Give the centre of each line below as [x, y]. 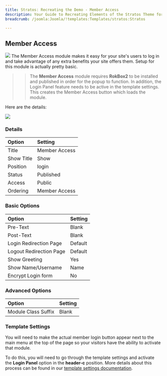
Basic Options [22, 206]
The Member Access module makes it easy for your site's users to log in [85, 56]
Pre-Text [18, 227]
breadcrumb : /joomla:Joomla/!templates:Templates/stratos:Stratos [75, 19]
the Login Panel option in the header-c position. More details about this [79, 363]
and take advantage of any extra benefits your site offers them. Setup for [80, 61]
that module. [18, 348]
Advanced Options [28, 290]
